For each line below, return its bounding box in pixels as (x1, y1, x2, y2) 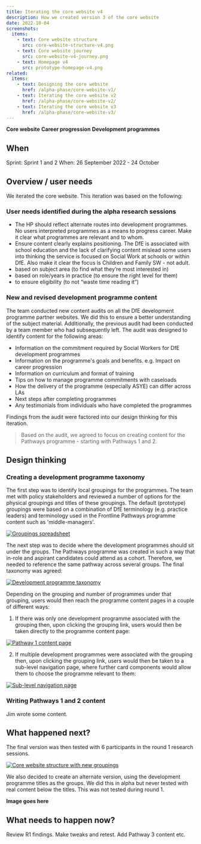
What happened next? (6, 728, 91, 738)
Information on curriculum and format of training (14, 370, 135, 377)
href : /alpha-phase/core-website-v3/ (22, 109, 117, 115)
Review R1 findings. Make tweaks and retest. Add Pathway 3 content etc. (6, 831, 186, 838)
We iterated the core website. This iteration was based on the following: (6, 193, 183, 199)
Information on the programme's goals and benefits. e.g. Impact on (14, 357, 181, 364)
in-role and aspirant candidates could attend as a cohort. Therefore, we (6, 555, 182, 562)
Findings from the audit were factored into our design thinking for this (6, 413, 178, 420)
